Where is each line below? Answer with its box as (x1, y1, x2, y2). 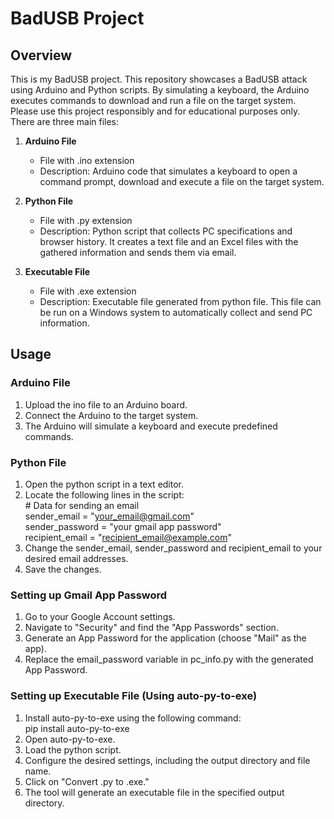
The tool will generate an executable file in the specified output (24, 786, 285, 798)
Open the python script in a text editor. (24, 478, 185, 490)
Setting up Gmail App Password (10, 588, 168, 602)
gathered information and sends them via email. (39, 247, 237, 258)
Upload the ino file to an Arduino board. (24, 398, 188, 411)
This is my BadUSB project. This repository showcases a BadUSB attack (10, 73, 308, 85)
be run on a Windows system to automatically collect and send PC (39, 307, 313, 318)
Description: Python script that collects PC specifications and (39, 225, 293, 237)
